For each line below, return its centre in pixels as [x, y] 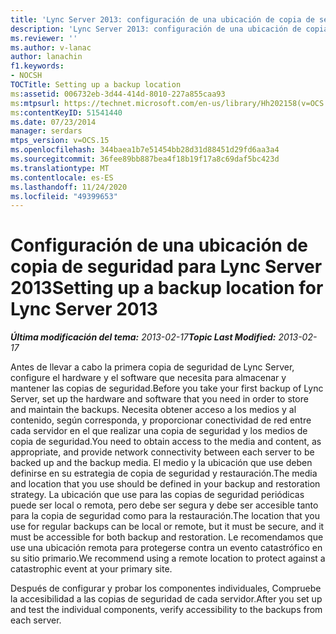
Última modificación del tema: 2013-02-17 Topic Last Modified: [143, 337]
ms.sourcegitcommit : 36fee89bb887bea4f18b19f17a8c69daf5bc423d [145, 159]
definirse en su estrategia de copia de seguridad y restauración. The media [164, 473]
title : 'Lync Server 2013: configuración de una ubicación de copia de [162, 19]
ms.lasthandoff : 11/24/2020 [69, 187]
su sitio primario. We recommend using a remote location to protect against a [168, 558]
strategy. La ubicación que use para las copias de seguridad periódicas [157, 495]
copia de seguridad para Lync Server [166, 267]
